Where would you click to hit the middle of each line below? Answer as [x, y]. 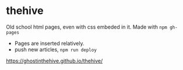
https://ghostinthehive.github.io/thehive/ [54, 61]
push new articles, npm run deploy [56, 49]
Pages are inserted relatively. [49, 43]
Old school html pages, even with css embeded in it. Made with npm [87, 27]
